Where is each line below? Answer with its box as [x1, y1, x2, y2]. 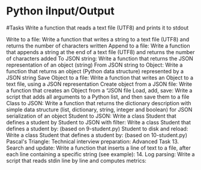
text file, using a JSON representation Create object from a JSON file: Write [6, 80, 193, 88]
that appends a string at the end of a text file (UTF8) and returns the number [6, 48, 195, 55]
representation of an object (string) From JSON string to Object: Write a [6, 61, 183, 68]
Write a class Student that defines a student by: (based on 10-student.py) [6, 131, 188, 139]
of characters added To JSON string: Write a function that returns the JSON [6, 55, 194, 62]
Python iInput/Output [6, 4, 115, 18]
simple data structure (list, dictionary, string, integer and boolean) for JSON [6, 106, 193, 113]
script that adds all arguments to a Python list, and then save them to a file [6, 93, 190, 100]
